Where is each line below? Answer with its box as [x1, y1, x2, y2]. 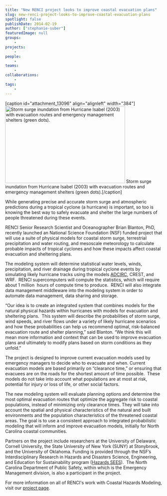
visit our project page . [5, 484, 50, 491]
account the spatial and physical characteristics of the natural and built [5, 407, 151, 413]
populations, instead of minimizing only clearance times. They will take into [5, 401, 160, 407]
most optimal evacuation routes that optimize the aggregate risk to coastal [5, 396, 158, 402]
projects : [5, 45, 26, 50]
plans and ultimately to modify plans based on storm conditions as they [5, 339, 152, 346]
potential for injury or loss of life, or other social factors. [5, 381, 120, 387]
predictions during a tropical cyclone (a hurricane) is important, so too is [5, 204, 154, 210]
